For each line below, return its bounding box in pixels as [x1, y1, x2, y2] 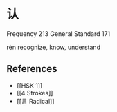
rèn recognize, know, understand [6, 43, 101, 51]
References [6, 63, 57, 75]
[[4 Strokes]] [16, 88, 53, 97]
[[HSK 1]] [16, 81, 43, 90]
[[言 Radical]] [16, 97, 55, 105]
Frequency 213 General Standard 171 [6, 29, 111, 38]
